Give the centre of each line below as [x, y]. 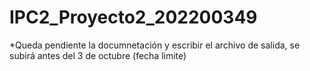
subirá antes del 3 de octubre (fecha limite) [98, 55]
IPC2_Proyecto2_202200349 [133, 17]
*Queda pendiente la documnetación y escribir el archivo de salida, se [155, 45]
